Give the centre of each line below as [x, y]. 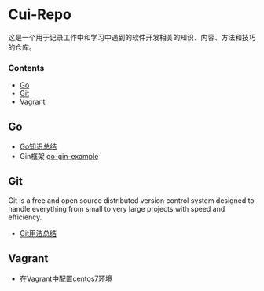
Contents [26, 68]
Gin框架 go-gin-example [59, 157]
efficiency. [25, 217]
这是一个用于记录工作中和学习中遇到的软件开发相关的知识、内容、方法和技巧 [132, 37]
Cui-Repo [40, 15]
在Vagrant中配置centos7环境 [66, 278]
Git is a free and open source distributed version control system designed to [131, 200]
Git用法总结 [38, 233]
